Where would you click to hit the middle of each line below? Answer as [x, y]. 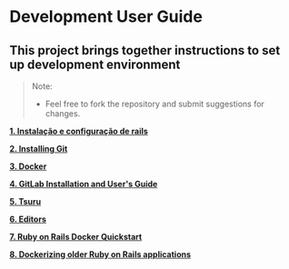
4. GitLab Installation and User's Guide [84, 184]
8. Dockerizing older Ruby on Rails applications [100, 254]
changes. [63, 114]
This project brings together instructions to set [145, 50]
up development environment [95, 64]
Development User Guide [106, 17]
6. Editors [28, 219]
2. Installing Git [39, 149]
